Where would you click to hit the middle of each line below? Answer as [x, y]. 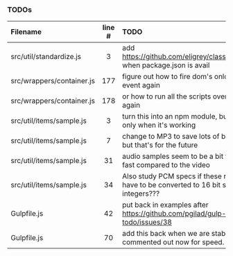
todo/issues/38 [147, 222]
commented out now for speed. [173, 242]
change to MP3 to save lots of [171, 137]
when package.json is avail [166, 65]
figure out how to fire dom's [167, 76]
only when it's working [159, 125]
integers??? [141, 194]
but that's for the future [160, 145]
